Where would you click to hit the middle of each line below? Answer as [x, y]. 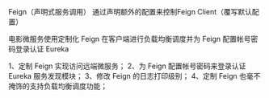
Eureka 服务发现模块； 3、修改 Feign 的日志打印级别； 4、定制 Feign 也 [127, 76]
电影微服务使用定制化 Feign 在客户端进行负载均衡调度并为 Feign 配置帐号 [130, 39]
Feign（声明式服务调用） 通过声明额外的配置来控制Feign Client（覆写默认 [130, 12]
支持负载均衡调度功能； [68, 86]
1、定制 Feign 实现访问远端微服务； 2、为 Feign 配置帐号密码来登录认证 [127, 66]
